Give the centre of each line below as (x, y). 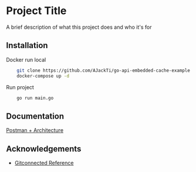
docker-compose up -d (43, 76)
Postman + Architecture (35, 130)
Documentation (35, 116)
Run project (20, 87)
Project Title (36, 11)
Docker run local (26, 59)
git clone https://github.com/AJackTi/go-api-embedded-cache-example (104, 70)
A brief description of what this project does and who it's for (79, 27)
